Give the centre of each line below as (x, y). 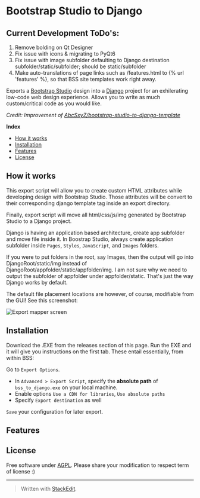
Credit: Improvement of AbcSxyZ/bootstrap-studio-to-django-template (93, 115)
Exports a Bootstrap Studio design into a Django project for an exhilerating (97, 91)
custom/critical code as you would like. (54, 103)
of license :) (21, 471)
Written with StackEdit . (49, 488)
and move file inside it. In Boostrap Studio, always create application (90, 239)
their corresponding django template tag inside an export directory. (88, 203)
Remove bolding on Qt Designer (54, 47)
